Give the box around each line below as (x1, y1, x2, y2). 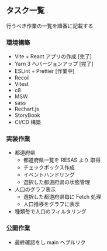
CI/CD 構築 (14, 119, 42, 126)
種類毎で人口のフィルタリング (14, 208, 87, 215)
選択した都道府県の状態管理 (23, 179, 91, 186)
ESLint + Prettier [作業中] (14, 68, 75, 75)
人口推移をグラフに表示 (23, 200, 80, 208)
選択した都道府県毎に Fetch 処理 (23, 193, 102, 200)
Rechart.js (14, 105, 39, 113)
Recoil (14, 74, 30, 81)
